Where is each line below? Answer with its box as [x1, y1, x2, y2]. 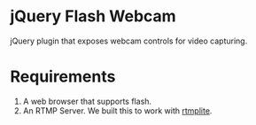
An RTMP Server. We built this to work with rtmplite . [22, 105, 213, 116]
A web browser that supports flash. [22, 96, 152, 106]
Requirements [10, 66, 116, 87]
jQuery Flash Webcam [10, 6, 176, 27]
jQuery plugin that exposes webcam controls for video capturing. [10, 35, 248, 46]
